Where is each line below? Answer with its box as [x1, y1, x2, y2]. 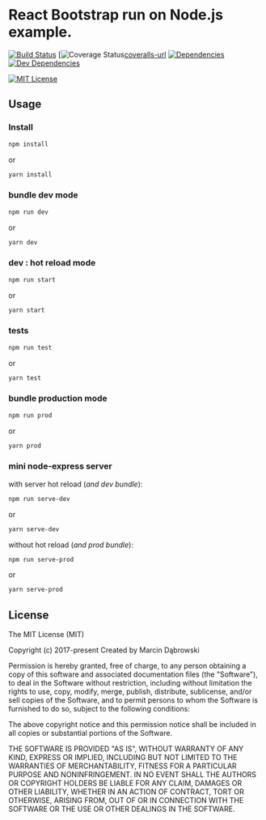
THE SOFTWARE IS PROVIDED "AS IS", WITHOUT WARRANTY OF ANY [8, 744, 244, 754]
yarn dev [8, 238, 38, 246]
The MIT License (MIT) [8, 630, 85, 639]
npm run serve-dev [8, 495, 70, 503]
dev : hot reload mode [8, 257, 96, 269]
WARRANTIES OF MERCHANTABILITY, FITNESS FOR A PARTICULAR [8, 761, 237, 771]
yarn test [8, 374, 42, 382]
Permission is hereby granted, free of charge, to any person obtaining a [8, 661, 247, 671]
